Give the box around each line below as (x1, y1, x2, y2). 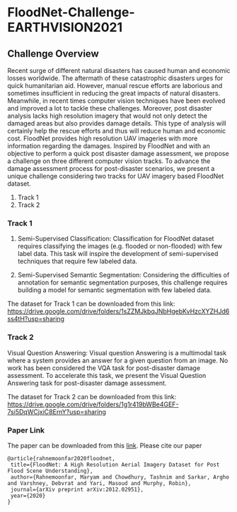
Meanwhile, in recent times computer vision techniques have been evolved (7, 96, 226, 105)
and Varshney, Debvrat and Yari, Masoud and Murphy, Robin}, (7, 479, 192, 486)
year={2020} (10, 492, 46, 499)
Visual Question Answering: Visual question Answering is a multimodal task (7, 348, 227, 357)
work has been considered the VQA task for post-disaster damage (7, 363, 200, 372)
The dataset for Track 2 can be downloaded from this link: (7, 392, 177, 401)
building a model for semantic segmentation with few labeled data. (17, 286, 212, 294)
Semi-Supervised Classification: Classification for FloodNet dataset (17, 235, 214, 243)
